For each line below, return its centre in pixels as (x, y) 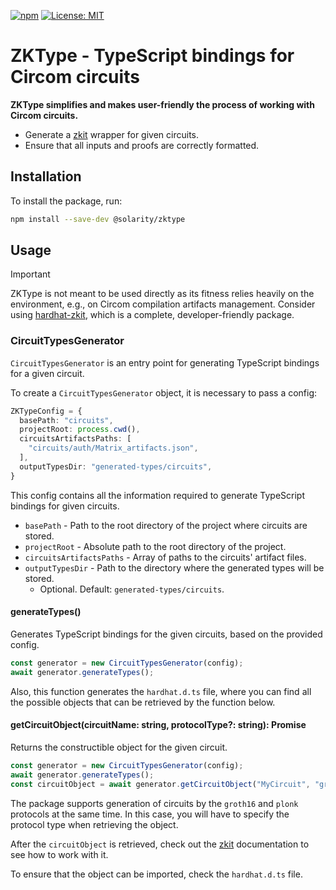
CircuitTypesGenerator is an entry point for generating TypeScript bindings (165, 362)
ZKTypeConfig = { (46, 411)
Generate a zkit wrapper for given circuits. (112, 134)
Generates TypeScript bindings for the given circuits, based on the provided (166, 634)
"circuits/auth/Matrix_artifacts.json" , (113, 448)
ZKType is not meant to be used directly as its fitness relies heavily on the (162, 294)
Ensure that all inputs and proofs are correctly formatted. (142, 145)
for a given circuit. (47, 373)
